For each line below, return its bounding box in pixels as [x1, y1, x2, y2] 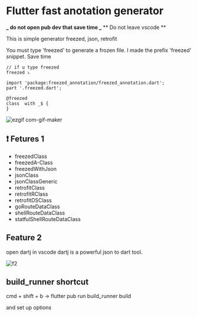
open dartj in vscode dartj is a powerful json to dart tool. [6, 248, 143, 255]
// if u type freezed [6, 64, 60, 70]
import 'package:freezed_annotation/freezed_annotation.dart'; [6, 80, 165, 86]
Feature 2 [6, 232, 42, 243]
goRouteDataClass [14, 203, 60, 210]
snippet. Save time [6, 53, 51, 60]
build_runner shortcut [6, 277, 89, 287]
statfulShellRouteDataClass [14, 215, 81, 222]
